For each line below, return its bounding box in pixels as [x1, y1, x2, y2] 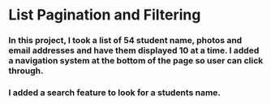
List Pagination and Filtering [8, 6, 201, 24]
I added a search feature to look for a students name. [8, 87, 222, 98]
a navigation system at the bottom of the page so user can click [8, 55, 264, 67]
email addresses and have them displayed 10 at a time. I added [8, 45, 260, 56]
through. [8, 65, 44, 76]
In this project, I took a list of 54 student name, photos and [8, 35, 243, 46]
